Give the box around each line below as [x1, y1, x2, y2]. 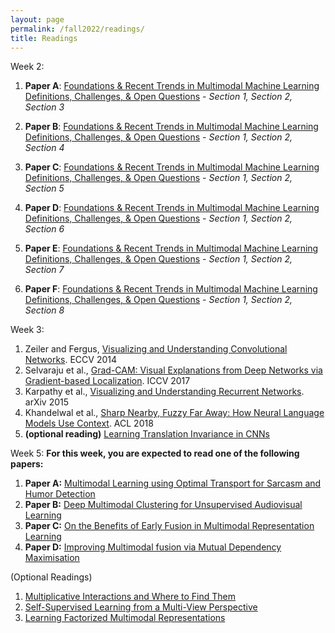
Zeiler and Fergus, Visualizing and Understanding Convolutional [24, 343, 288, 355]
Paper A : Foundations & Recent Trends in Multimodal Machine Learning [24, 80, 320, 92]
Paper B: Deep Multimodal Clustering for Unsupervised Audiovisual [24, 499, 303, 511]
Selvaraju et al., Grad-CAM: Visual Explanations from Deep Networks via [24, 364, 323, 376]
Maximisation [24, 552, 80, 564]
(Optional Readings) [10, 571, 93, 583]
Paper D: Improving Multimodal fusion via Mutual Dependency [24, 541, 282, 553]
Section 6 [24, 223, 65, 235]
